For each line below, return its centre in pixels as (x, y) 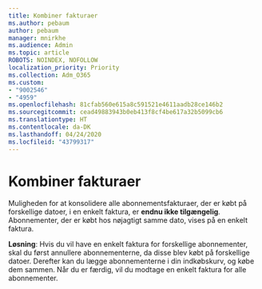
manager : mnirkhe (37, 38)
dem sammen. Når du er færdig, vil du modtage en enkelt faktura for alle (127, 270)
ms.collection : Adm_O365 (50, 75)
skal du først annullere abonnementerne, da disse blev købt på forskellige (129, 253)
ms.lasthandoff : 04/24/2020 (55, 134)
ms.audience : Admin (41, 46)
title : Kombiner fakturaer (53, 16)
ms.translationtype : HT (48, 120)
